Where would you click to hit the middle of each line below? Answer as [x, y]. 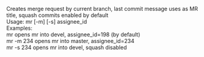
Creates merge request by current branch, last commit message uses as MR [102, 9]
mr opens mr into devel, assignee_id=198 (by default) [73, 35]
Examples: [19, 28]
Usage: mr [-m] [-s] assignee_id [47, 22]
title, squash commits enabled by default [57, 15]
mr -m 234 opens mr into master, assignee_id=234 [70, 41]
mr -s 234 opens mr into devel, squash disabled [67, 47]
